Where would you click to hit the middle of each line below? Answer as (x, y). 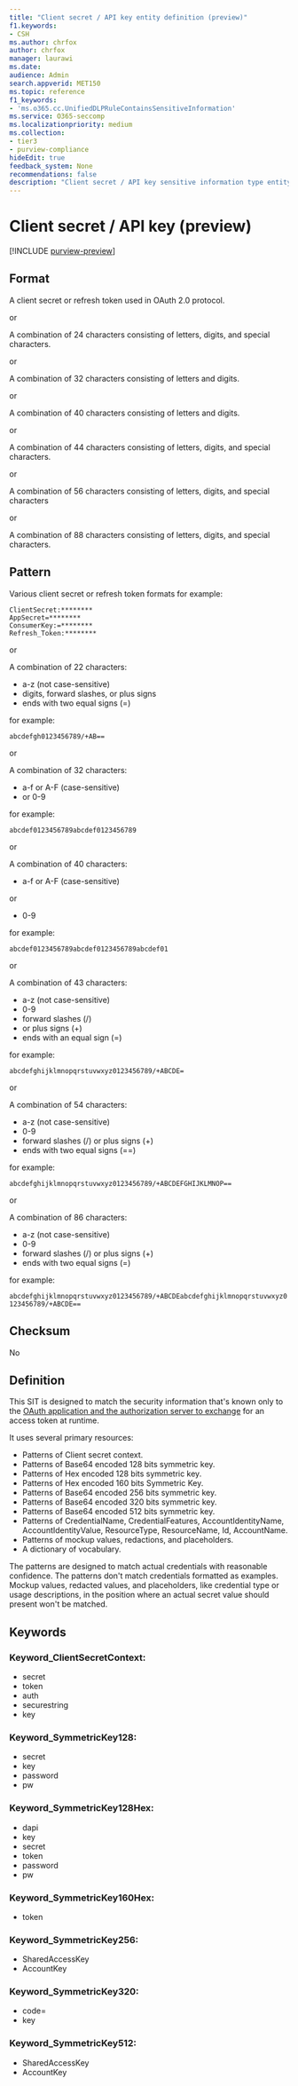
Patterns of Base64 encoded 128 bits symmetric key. (118, 1465)
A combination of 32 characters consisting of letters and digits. (124, 378)
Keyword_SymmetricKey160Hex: (82, 1898)
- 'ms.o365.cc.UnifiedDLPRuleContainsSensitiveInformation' (123, 108)
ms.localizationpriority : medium (71, 125)
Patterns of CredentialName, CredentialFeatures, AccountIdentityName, (153, 1521)
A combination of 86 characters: (68, 1217)
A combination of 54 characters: (68, 1104)
